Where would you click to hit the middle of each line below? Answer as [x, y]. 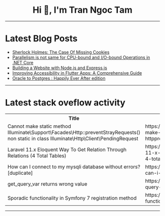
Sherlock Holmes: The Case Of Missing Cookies [61, 52]
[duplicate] [20, 173]
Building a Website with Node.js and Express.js [59, 68]
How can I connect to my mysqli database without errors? [74, 166]
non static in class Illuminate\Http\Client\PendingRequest [73, 138]
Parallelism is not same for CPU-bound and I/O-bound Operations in [81, 57]
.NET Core [23, 62]
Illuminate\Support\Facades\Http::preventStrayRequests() [74, 132]
